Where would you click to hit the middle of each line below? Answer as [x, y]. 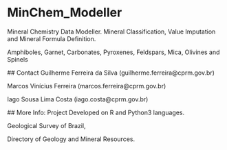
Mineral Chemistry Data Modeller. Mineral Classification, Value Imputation [111, 32]
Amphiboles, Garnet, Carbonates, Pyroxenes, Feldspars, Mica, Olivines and [113, 52]
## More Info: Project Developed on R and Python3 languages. [96, 112]
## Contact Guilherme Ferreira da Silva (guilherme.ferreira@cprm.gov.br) [111, 73]
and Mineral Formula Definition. [52, 38]
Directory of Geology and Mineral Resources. [71, 139]
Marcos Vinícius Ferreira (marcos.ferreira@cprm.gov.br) [87, 86]
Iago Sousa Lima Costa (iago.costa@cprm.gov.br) [78, 99]
